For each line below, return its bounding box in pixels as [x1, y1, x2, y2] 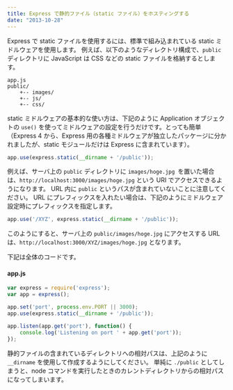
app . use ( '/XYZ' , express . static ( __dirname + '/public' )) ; [7, 216, 179, 223]
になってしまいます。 [7, 375, 67, 383]
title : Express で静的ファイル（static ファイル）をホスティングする [7, 10, 190, 17]
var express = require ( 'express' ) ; [7, 284, 111, 292]
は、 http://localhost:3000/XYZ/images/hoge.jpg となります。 [7, 238, 185, 247]
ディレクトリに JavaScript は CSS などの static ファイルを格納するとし [7, 54, 210, 63]
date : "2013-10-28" [7, 17, 64, 24]
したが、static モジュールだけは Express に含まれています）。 [19, 140, 193, 148]
